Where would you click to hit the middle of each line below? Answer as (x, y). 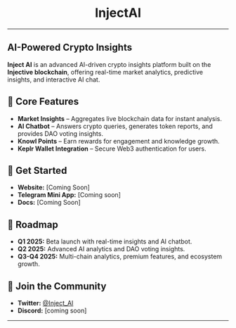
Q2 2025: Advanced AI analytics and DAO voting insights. (101, 249)
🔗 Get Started (37, 170)
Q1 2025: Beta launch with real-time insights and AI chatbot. (105, 241)
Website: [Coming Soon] (53, 187)
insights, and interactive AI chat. (54, 80)
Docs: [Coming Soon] (49, 203)
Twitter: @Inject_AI (45, 303)
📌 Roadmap (33, 224)
